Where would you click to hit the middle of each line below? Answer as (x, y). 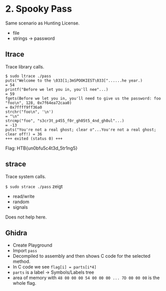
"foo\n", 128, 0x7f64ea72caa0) (39, 103)
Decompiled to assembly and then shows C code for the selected (81, 256)
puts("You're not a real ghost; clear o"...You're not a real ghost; (81, 130)
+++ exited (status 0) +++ (34, 138)
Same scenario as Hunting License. (43, 23)
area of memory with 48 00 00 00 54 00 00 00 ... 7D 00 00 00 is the (86, 278)
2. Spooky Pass (39, 9)
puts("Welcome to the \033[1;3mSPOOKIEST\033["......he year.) (74, 80)
